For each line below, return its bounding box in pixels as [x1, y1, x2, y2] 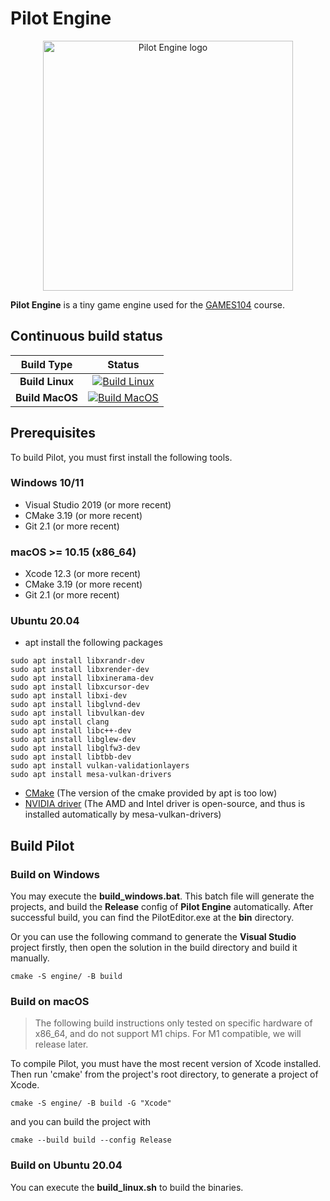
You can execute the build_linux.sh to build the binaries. [10, 1181, 244, 1193]
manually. [10, 952, 50, 964]
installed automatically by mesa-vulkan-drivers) [24, 808, 222, 821]
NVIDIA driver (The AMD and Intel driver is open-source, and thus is [24, 798, 306, 810]
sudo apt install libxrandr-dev [10, 656, 145, 666]
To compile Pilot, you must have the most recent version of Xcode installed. [10, 1058, 322, 1070]
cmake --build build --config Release [10, 1135, 172, 1146]
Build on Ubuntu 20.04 [10, 1158, 123, 1172]
